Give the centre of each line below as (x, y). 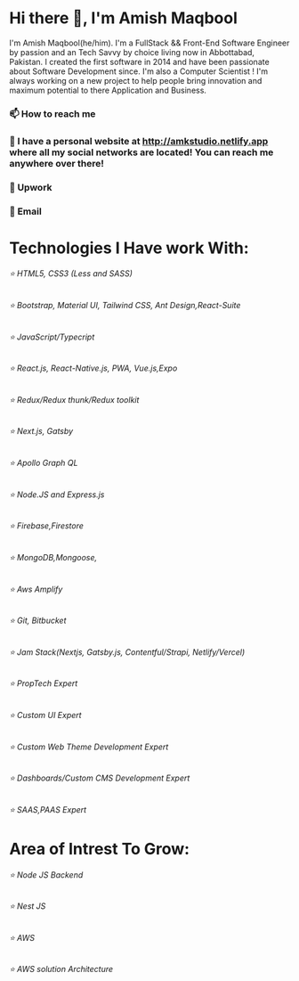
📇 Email (25, 211)
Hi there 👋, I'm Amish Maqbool (123, 18)
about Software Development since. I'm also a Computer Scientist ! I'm (139, 71)
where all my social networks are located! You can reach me (141, 152)
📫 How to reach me (53, 113)
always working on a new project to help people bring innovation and (136, 80)
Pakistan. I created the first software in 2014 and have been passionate (139, 61)
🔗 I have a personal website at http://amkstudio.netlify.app (139, 141)
